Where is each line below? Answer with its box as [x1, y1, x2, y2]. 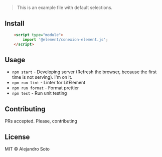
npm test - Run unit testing [12, 90, 67, 96]
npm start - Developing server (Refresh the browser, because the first [12, 69, 157, 75]
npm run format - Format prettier [12, 85, 79, 91]
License [5, 132, 30, 141]
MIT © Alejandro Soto [5, 146, 50, 152]
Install [5, 19, 25, 28]
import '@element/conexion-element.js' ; [23, 37, 108, 42]
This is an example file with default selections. [17, 5, 113, 11]
